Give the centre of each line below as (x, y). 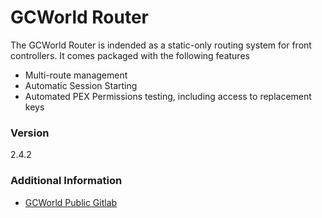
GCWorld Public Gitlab (71, 202)
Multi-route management (76, 75)
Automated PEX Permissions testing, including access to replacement (168, 96)
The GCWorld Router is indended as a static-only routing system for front (161, 45)
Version (30, 133)
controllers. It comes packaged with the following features (130, 55)
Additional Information (66, 181)
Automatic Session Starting (81, 85)
